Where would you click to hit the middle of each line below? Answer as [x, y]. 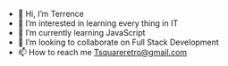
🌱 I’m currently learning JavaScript [81, 33]
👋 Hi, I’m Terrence [51, 14]
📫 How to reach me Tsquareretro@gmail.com [102, 52]
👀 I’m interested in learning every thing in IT [98, 23]
